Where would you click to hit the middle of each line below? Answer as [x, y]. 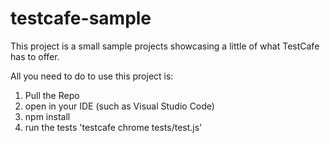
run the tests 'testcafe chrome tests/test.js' [113, 127]
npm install [47, 116]
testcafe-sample [81, 18]
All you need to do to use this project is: [92, 76]
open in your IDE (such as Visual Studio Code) [119, 106]
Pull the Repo [52, 95]
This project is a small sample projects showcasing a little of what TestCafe [165, 46]
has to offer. [35, 56]
